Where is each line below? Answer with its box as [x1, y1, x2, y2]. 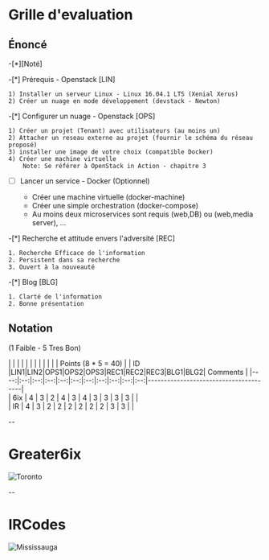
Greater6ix [8, 445, 82, 463]
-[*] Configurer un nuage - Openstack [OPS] [8, 111, 156, 121]
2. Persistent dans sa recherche [8, 256, 120, 265]
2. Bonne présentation [8, 300, 84, 308]
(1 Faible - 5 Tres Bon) [8, 343, 82, 352]
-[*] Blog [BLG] [8, 278, 59, 287]
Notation [8, 322, 54, 336]
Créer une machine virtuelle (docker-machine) [31, 192, 185, 202]
